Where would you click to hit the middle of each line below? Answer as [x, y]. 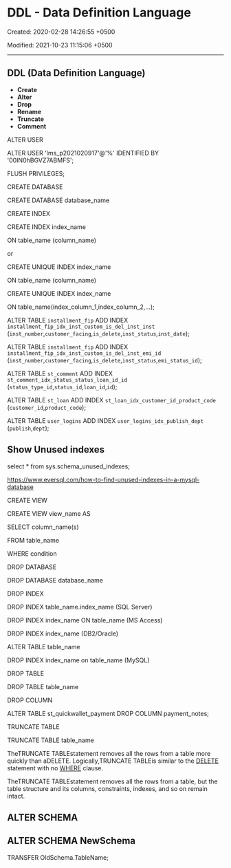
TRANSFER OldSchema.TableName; [58, 857]
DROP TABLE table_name [43, 686]
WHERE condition [32, 553]
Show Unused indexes [56, 449]
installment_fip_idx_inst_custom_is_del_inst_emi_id [84, 353]
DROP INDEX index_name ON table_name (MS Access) [85, 620]
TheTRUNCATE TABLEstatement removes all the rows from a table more [109, 753]
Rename [29, 111]
